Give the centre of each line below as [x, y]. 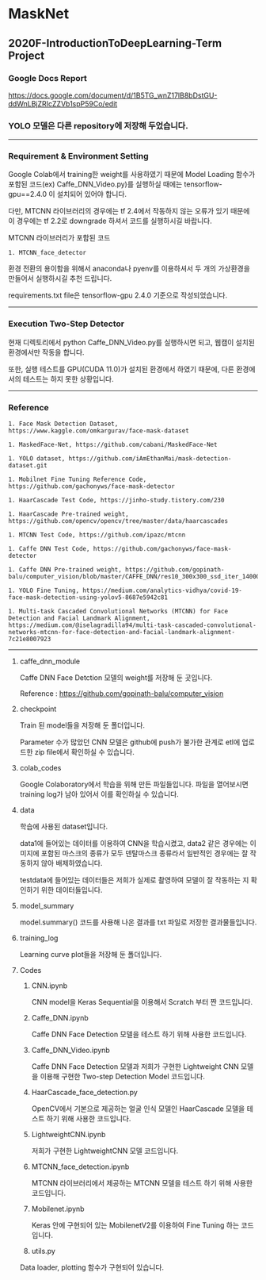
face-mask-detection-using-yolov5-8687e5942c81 [88, 598]
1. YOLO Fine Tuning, [44, 591]
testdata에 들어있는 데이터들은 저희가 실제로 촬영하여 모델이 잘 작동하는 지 [134, 880]
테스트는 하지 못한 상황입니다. [68, 379]
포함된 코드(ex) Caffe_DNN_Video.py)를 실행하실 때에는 [95, 184]
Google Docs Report [47, 78]
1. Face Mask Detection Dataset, [63, 424]
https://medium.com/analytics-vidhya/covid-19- [163, 591]
